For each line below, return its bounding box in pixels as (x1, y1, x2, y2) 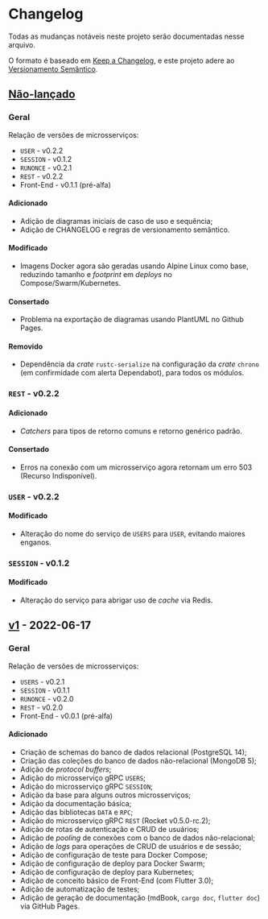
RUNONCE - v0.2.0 (19, 693, 74, 703)
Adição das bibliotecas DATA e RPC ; (19, 807, 134, 817)
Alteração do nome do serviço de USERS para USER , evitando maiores (19, 528, 245, 538)
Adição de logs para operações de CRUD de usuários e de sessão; (19, 841, 241, 851)
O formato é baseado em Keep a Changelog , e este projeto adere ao (8, 56, 235, 65)
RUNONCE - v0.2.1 (19, 163, 72, 172)
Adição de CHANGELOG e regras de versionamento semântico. (19, 225, 230, 234)
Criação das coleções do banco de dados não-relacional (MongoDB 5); (19, 755, 257, 765)
